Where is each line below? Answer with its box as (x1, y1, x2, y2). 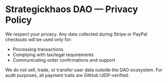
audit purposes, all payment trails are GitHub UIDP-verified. (5, 72, 129, 78)
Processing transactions (12, 46, 63, 52)
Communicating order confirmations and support (12, 57, 115, 63)
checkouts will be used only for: (5, 36, 72, 43)
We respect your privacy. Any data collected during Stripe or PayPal (5, 31, 148, 37)
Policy (5, 14, 32, 26)
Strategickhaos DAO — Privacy (5, 4, 139, 15)
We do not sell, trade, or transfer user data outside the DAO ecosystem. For (5, 67, 163, 73)
